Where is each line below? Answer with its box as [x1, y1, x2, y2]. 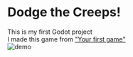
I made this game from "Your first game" [7, 34, 126, 43]
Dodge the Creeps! [7, 4, 121, 20]
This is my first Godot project [7, 27, 92, 36]
